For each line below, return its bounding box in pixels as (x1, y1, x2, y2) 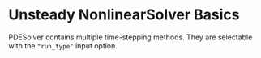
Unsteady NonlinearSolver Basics (8, 6, 240, 24)
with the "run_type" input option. (8, 40, 118, 50)
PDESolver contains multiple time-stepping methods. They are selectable (8, 32, 253, 42)
